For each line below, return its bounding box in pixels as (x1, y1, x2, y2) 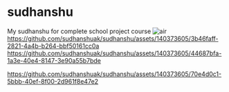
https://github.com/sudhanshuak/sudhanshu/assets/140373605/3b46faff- (7, 34, 219, 42)
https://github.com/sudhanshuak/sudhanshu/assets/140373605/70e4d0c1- (7, 70, 222, 78)
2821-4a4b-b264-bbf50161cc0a (7, 42, 100, 50)
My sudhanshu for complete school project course (7, 27, 152, 35)
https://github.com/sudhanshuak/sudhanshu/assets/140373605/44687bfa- (7, 49, 222, 57)
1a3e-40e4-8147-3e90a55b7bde (7, 56, 102, 64)
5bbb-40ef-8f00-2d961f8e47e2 (7, 77, 99, 85)
